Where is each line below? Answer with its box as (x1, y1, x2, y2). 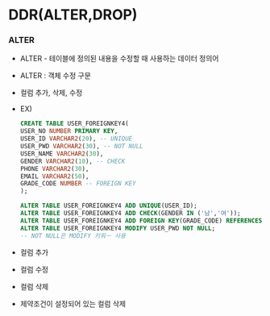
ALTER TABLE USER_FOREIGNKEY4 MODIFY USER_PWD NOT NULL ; (19, 224, 216, 232)
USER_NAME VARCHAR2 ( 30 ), (19, 149, 104, 158)
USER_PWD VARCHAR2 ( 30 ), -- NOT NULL (19, 143, 143, 151)
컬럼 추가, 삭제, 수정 (19, 88, 83, 98)
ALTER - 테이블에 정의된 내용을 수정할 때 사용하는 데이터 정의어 (19, 54, 219, 64)
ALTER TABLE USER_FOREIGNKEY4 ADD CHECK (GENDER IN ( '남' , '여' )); (19, 210, 241, 218)
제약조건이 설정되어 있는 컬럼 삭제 (19, 298, 127, 308)
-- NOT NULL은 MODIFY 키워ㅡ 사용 (19, 231, 127, 239)
